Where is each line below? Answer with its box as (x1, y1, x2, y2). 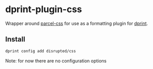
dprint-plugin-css (5, 4, 82, 15)
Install (5, 35, 25, 44)
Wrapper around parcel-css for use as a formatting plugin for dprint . (5, 20, 148, 26)
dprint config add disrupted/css (5, 48, 76, 54)
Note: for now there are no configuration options (5, 57, 107, 64)
